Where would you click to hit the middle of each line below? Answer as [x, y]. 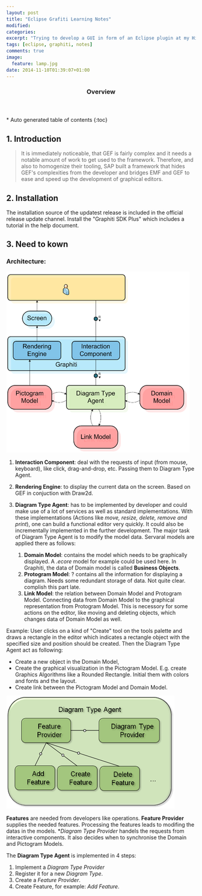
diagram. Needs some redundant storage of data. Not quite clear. [105, 580]
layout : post [23, 13]
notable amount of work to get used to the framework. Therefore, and [107, 160]
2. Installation [32, 198]
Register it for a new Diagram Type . [59, 873]
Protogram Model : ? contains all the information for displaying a [103, 574]
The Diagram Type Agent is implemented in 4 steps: [71, 855]
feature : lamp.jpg [35, 63]
